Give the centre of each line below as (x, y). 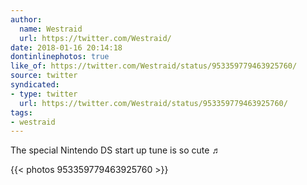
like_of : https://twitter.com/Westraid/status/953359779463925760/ (154, 66)
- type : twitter (44, 94)
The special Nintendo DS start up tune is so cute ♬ (116, 150)
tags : (21, 112)
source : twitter (44, 76)
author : (26, 19)
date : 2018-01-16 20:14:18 (66, 47)
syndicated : (35, 85)
